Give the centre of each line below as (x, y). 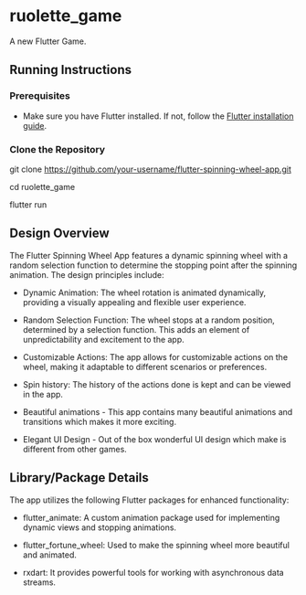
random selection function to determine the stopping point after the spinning (153, 265)
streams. (39, 582)
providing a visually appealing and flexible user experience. (134, 302)
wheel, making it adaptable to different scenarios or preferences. (145, 367)
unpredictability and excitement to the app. (103, 339)
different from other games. (75, 449)
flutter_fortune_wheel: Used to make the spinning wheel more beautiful (156, 545)
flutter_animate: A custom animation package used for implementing (151, 517)
